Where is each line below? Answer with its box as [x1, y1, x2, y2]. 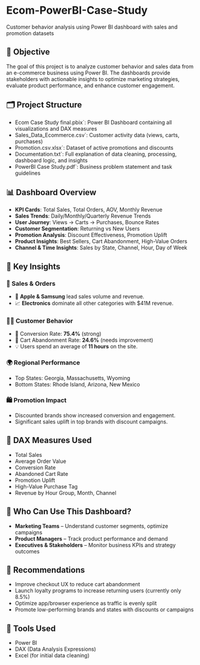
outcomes [14, 548, 40, 555]
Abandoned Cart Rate [14, 470, 69, 477]
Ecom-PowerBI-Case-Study [6, 4, 148, 17]
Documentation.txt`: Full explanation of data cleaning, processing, [14, 150, 177, 157]
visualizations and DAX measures [14, 125, 97, 132]
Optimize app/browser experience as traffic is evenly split [14, 600, 157, 607]
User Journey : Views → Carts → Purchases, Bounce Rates [14, 219, 159, 226]
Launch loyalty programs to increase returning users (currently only [14, 587, 181, 594]
